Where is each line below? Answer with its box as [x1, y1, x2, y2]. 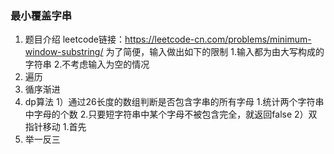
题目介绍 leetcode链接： [24, 33, 126, 46]
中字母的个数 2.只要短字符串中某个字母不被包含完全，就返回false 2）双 [24, 108, 318, 121]
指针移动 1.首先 [24, 121, 87, 133]
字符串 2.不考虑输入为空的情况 [24, 58, 150, 71]
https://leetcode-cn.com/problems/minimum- [124, 33, 312, 46]
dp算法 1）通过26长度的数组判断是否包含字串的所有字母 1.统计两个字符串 [24, 96, 325, 108]
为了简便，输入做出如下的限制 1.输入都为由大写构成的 [105, 46, 325, 58]
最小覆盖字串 [10, 8, 73, 22]
